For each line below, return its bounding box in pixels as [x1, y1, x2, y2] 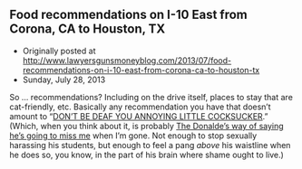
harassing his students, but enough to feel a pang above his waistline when [9, 139, 291, 150]
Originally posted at [22, 45, 96, 56]
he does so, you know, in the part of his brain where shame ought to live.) [9, 149, 284, 160]
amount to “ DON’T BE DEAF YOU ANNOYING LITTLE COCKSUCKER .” [9, 110, 268, 121]
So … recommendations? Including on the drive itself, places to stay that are [9, 91, 293, 102]
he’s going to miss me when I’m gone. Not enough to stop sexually [9, 130, 258, 141]
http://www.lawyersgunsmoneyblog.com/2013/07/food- [22, 54, 232, 66]
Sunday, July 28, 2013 [22, 74, 106, 85]
